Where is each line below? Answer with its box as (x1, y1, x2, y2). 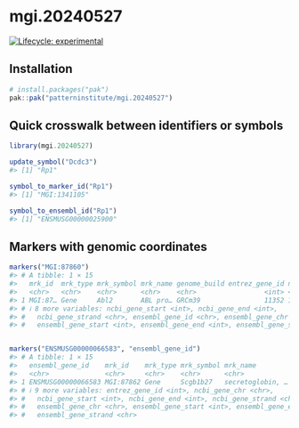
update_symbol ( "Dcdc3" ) (9, 157, 98, 166)
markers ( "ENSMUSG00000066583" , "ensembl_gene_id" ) (9, 344, 201, 353)
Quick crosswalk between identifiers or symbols (9, 117, 284, 133)
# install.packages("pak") (9, 85, 109, 94)
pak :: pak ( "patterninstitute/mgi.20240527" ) (9, 93, 174, 102)
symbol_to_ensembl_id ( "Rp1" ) (9, 206, 117, 215)
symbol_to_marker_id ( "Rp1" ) (9, 182, 114, 190)
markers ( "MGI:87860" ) (9, 262, 90, 272)
